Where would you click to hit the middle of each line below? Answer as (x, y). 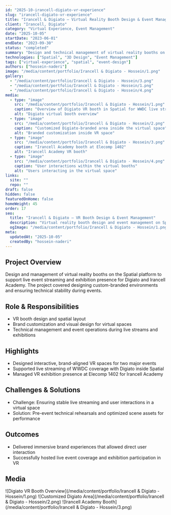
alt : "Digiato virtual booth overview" (57, 114)
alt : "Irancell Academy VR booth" (51, 152)
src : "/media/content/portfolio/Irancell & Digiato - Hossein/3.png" (90, 142)
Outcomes (22, 434)
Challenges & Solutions (43, 390)
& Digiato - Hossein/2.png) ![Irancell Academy (53, 502)
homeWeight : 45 (21, 204)
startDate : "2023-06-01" (32, 39)
